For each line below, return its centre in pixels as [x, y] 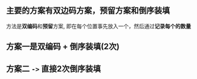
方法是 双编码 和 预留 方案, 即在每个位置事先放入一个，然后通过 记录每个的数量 [99, 26]
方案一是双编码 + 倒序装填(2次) [63, 47]
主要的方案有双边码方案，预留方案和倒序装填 [88, 11]
